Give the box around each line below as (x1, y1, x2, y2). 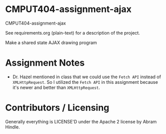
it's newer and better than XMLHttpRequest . (12, 84, 101, 90)
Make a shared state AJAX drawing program (5, 39, 97, 46)
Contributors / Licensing (5, 102, 110, 113)
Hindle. (5, 124, 20, 130)
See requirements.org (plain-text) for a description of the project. (5, 30, 140, 36)
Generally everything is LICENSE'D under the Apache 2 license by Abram (5, 118, 157, 124)
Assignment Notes (5, 57, 85, 69)
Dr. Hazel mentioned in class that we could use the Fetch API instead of (12, 74, 161, 80)
